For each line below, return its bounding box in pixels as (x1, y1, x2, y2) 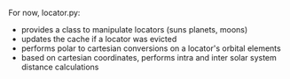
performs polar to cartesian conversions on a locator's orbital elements (20, 43, 281, 54)
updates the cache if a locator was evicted (20, 34, 177, 44)
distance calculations (20, 61, 99, 72)
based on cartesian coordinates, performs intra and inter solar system (20, 53, 277, 62)
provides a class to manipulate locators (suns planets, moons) (20, 25, 248, 34)
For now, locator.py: (8, 8, 81, 18)
